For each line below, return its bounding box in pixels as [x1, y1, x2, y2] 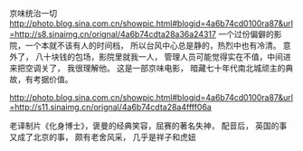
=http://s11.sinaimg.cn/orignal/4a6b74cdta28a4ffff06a [9, 102, 213, 112]
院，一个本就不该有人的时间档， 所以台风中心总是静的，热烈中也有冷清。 [9, 40, 281, 51]
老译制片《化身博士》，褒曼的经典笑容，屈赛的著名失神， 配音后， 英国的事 [9, 120, 288, 131]
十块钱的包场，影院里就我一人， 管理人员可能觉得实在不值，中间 [43, 52, 283, 61]
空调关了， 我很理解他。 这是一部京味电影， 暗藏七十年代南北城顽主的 [24, 62, 286, 73]
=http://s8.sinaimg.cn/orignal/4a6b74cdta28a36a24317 [9, 29, 217, 39]
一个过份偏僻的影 [218, 29, 282, 39]
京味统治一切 [9, 8, 57, 18]
